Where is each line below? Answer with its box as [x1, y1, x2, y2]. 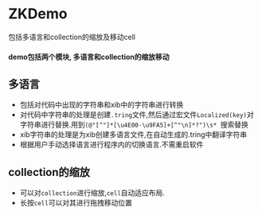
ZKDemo [8, 5, 68, 23]
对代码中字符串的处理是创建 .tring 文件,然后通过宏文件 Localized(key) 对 [19, 110, 255, 119]
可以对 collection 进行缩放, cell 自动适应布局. [19, 188, 166, 197]
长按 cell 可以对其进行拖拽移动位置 [19, 198, 133, 208]
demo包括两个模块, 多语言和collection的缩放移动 [8, 52, 170, 61]
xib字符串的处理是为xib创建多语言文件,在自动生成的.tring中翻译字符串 [19, 130, 248, 139]
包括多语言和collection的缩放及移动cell [8, 32, 135, 41]
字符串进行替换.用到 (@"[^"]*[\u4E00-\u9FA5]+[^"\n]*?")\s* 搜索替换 [19, 120, 248, 130]
